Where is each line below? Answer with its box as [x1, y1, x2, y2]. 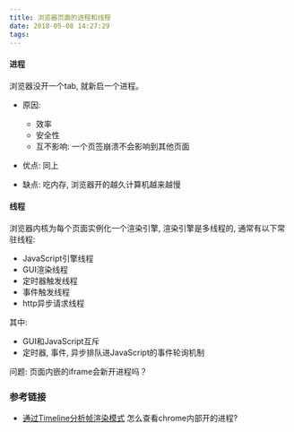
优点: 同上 [22, 160, 59, 170]
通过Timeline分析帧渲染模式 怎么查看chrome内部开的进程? [22, 413, 238, 424]
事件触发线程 [22, 286, 70, 297]
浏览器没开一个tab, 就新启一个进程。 [9, 80, 144, 91]
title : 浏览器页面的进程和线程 [9, 13, 111, 22]
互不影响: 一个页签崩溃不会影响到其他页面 [35, 141, 190, 151]
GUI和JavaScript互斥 [22, 335, 100, 346]
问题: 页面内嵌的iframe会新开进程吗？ [9, 366, 148, 376]
